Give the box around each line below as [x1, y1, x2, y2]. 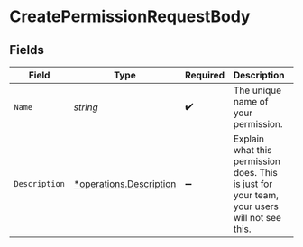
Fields [9, 42, 45, 58]
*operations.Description [73, 178, 177, 190]
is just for [233, 178, 273, 190]
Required [184, 69, 225, 81]
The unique [233, 84, 282, 96]
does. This [233, 167, 278, 178]
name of [233, 96, 269, 107]
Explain [233, 133, 264, 145]
